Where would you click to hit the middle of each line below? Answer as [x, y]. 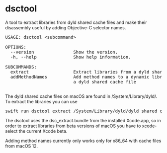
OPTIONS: [16, 47]
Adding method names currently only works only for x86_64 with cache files [83, 141]
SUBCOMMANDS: [21, 67]
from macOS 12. [22, 146]
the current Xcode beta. [43, 131]
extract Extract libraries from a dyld [80, 72]
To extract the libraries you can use [42, 101]
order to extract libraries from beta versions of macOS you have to [73, 126]
